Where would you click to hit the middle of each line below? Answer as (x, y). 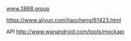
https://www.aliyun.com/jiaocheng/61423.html (64, 20)
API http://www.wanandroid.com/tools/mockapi (65, 31)
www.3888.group (28, 9)
